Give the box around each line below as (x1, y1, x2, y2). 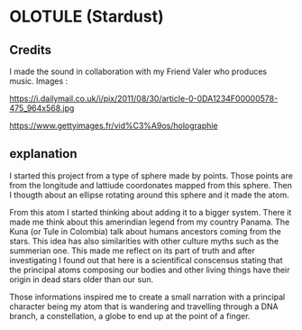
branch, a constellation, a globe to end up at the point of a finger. (9, 310, 251, 321)
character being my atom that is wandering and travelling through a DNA (9, 300, 279, 312)
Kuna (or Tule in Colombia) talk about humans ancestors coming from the (9, 225, 281, 236)
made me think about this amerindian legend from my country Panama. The (9, 216, 290, 227)
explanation (9, 146, 78, 161)
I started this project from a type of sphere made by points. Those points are (9, 170, 293, 181)
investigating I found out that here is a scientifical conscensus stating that (9, 254, 283, 265)
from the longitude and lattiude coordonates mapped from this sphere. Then (9, 179, 293, 190)
